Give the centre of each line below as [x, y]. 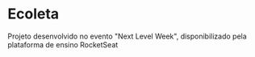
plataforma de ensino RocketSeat [63, 44]
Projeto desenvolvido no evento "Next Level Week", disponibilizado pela [127, 36]
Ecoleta [33, 14]
